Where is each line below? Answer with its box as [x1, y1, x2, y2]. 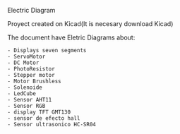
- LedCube [7, 90, 37, 97]
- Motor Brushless [7, 78, 61, 85]
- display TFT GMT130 [7, 109, 71, 116]
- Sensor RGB [7, 102, 46, 109]
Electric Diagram [7, 6, 56, 14]
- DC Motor [7, 59, 40, 66]
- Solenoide [7, 84, 42, 91]
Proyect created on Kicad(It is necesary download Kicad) [7, 20, 174, 28]
